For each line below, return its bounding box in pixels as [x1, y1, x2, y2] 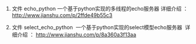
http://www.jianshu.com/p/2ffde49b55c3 [11, 12, 113, 19]
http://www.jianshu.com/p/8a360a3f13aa [35, 31, 137, 38]
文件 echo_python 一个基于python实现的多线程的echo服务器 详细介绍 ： [11, 5, 188, 12]
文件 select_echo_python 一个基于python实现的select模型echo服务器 [11, 24, 182, 31]
